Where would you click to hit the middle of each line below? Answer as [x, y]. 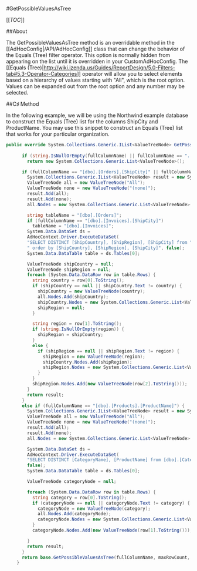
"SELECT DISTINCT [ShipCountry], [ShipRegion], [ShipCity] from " [110, 243]
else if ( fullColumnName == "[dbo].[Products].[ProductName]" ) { [103, 406]
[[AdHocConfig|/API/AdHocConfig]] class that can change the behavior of [96, 49]
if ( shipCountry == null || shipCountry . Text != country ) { [107, 286]
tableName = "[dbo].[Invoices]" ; [73, 226]
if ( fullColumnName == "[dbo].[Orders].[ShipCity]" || [90, 172]
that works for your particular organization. [58, 134]
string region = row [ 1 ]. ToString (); [77, 324]
